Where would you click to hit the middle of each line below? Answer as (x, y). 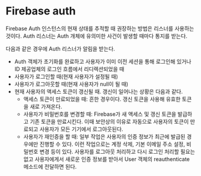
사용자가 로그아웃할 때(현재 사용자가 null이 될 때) (71, 84)
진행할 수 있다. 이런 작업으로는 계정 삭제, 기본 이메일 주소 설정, (112, 144)
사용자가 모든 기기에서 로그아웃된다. (82, 129)
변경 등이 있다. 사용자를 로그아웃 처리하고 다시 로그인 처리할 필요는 (117, 151)
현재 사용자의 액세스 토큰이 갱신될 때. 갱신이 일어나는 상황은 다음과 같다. (98, 91)
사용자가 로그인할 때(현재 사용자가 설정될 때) (66, 76)
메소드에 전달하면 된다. (50, 166)
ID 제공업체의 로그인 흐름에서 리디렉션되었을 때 (69, 69)
